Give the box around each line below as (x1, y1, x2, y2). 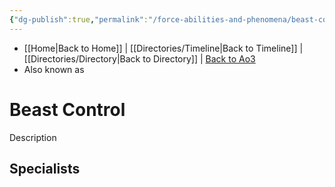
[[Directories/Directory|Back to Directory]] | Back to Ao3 (23, 52, 256, 65)
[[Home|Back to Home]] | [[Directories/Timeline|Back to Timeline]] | (23, 42, 304, 54)
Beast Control (9, 98, 126, 121)
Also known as (23, 63, 85, 75)
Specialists (9, 160, 81, 177)
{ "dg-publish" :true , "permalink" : (9, 14, 149, 25)
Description (9, 131, 57, 143)
